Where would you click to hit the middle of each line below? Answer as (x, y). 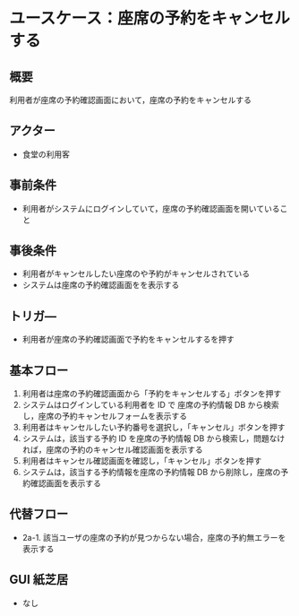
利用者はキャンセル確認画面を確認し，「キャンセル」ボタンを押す (142, 461)
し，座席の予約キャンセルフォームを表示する (105, 416)
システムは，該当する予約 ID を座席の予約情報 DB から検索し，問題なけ (154, 438)
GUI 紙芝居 (39, 580)
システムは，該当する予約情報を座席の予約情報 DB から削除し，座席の (151, 473)
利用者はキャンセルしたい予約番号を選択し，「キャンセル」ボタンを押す (154, 428)
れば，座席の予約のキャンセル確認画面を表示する (112, 450)
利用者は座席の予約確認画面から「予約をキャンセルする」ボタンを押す (152, 394)
